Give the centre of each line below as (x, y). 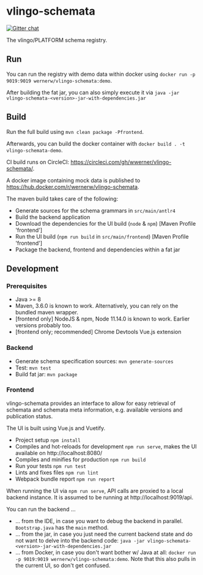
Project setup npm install (48, 440)
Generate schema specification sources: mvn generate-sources (94, 361)
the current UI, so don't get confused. (63, 565)
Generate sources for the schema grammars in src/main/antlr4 (95, 210)
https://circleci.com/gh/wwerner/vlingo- (121, 162)
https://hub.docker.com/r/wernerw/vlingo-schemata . (73, 187)
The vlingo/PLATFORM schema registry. (57, 40)
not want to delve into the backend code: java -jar (80, 540)
